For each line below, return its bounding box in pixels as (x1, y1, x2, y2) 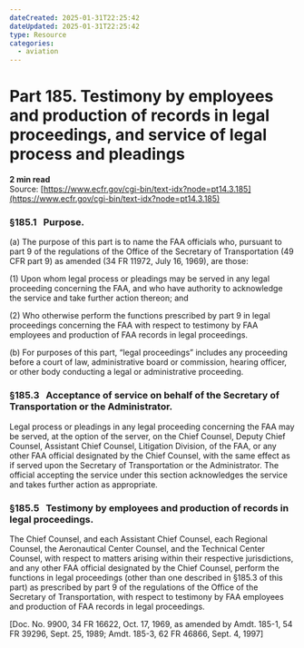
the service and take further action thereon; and (9, 292, 189, 304)
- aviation (17, 47, 59, 56)
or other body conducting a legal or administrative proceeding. (9, 367, 244, 378)
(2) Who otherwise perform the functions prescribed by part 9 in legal (9, 310, 270, 321)
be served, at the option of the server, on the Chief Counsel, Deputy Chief (9, 430, 286, 441)
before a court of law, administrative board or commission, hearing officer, (9, 357, 288, 368)
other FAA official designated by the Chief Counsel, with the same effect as (9, 450, 290, 461)
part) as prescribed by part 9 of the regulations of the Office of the (9, 582, 259, 593)
